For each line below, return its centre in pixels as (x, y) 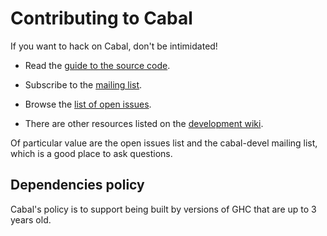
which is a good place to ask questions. (91, 153)
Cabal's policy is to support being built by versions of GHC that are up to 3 (163, 209)
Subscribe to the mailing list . (83, 84)
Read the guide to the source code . (97, 65)
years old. (31, 219)
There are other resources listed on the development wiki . (144, 123)
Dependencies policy (77, 185)
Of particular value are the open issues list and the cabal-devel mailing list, (164, 143)
